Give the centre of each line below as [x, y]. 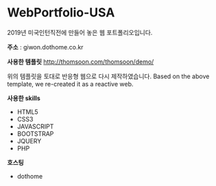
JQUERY [29, 141]
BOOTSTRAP [35, 133]
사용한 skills [24, 98]
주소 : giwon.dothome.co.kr [45, 47]
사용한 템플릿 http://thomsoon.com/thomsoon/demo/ [81, 61]
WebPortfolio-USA [61, 13]
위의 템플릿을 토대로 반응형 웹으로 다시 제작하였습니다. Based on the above [108, 76]
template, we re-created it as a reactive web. [70, 84]
